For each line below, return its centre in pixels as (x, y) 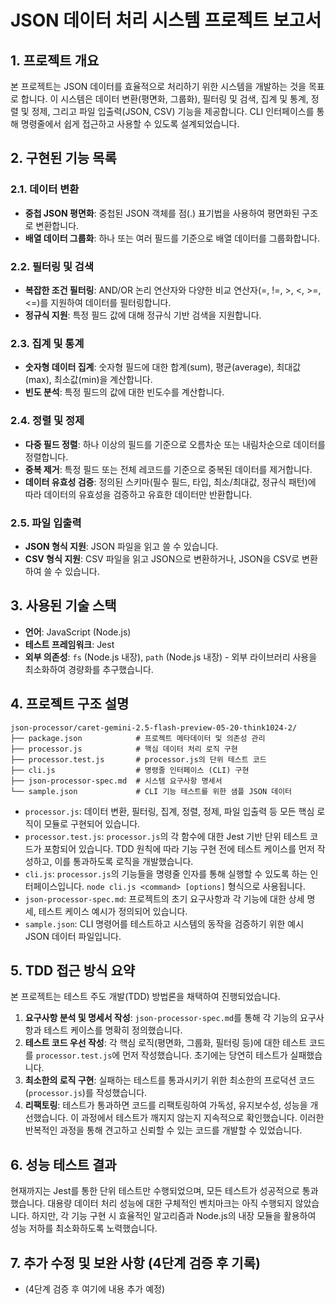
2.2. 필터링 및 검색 (52, 266)
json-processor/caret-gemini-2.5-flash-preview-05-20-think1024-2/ (154, 727)
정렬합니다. (46, 457)
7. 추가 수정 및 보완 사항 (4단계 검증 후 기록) (135, 1262)
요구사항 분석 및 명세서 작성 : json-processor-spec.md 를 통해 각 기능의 (161, 1018)
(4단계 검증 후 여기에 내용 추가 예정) (94, 1288)
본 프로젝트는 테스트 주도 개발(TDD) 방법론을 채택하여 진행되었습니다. (145, 997)
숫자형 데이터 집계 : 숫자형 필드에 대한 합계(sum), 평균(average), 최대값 (163, 367)
